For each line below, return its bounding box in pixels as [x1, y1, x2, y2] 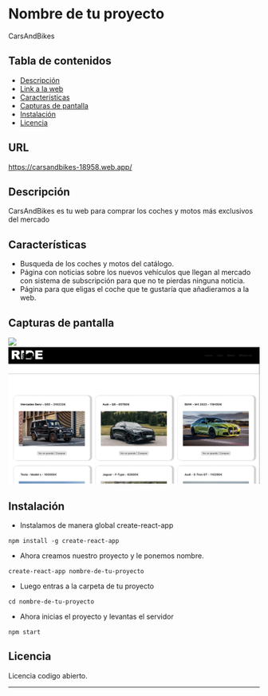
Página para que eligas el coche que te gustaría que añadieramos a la [19, 285, 250, 294]
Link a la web [19, 84, 64, 93]
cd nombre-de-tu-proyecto [8, 597, 94, 606]
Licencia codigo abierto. [8, 670, 88, 680]
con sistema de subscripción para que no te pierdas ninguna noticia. [19, 276, 246, 285]
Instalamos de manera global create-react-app [19, 520, 174, 530]
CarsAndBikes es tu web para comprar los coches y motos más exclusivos [8, 206, 254, 216]
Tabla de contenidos [8, 54, 112, 68]
